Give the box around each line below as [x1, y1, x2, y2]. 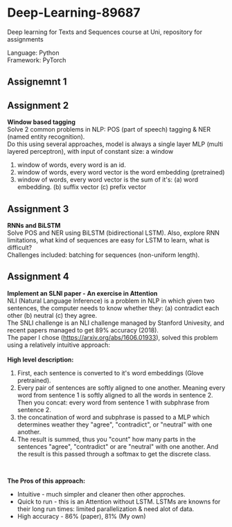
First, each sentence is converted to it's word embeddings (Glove [17, 368, 204, 377]
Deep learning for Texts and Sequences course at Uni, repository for [7, 28, 203, 36]
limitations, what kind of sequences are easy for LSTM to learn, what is [7, 235, 210, 244]
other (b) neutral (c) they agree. [7, 311, 98, 319]
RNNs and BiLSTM [7, 221, 61, 229]
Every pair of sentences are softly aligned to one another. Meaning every [17, 383, 226, 392]
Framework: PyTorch [7, 55, 66, 64]
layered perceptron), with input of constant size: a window [7, 148, 174, 156]
